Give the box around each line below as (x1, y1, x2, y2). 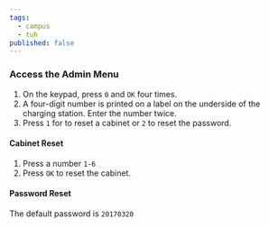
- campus (17, 22, 51, 31)
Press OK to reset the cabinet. (22, 168, 131, 178)
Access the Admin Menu (9, 68, 119, 81)
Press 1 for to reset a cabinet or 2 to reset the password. (22, 117, 232, 128)
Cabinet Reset (9, 138, 64, 149)
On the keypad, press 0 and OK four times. (22, 88, 178, 99)
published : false (9, 38, 75, 48)
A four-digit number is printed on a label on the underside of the (22, 98, 261, 109)
